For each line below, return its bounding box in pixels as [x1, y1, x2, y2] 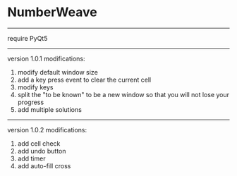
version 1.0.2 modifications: [7, 125, 87, 134]
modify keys [17, 82, 54, 92]
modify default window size [17, 68, 99, 76]
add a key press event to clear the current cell [17, 75, 152, 84]
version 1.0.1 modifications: [7, 54, 85, 63]
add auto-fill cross [17, 161, 71, 170]
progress [17, 98, 44, 106]
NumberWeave [7, 4, 97, 20]
